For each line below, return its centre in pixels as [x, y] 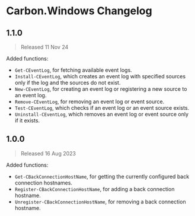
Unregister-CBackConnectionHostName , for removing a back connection [100, 201]
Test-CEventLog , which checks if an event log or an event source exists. [102, 108]
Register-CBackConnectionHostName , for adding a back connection [95, 189]
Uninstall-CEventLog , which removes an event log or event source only [101, 114]
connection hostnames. [44, 183]
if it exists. [27, 120]
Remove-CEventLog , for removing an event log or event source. [89, 101]
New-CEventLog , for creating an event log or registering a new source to [101, 89]
